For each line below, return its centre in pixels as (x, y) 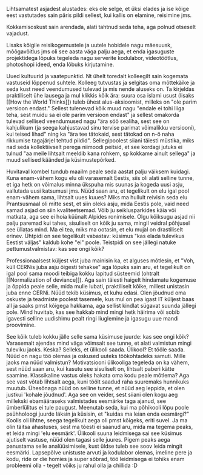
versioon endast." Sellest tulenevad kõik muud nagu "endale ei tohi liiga (95, 108)
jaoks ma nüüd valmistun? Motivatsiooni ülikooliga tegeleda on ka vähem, (98, 362)
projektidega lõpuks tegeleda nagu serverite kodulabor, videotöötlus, (92, 58)
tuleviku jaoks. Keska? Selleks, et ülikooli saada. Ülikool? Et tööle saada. (96, 350)
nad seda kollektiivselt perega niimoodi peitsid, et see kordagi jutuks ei (95, 147)
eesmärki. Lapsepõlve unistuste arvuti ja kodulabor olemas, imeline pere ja (99, 453)
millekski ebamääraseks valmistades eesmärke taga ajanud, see (86, 401)
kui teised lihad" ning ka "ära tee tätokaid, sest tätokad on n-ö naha (90, 134)
